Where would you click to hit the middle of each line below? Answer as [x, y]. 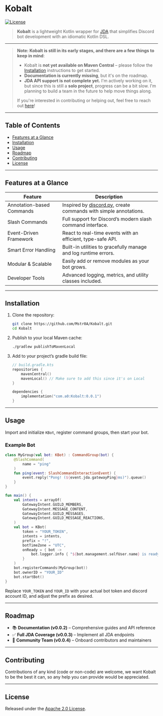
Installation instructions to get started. [62, 70]
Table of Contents [33, 125]
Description [109, 197]
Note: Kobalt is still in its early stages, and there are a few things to [85, 50]
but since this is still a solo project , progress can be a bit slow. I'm [90, 86]
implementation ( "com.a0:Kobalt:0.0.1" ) [61, 396]
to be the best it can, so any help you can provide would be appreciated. [77, 677]
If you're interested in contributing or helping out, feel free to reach [84, 100]
